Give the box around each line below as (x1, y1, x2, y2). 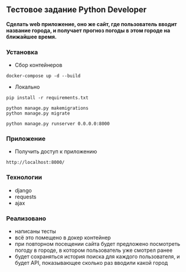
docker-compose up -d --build (6, 73, 81, 79)
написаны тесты (14, 228, 56, 235)
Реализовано (6, 214, 46, 222)
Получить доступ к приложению (14, 148, 97, 155)
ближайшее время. (6, 33, 57, 40)
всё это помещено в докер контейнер (14, 234, 111, 241)
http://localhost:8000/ (6, 160, 65, 166)
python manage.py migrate (6, 110, 70, 116)
